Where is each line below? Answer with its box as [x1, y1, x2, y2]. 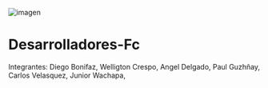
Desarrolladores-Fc [8, 36, 140, 54]
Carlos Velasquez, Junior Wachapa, [8, 70, 126, 80]
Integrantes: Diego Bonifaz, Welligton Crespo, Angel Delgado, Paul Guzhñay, [8, 62, 261, 71]
